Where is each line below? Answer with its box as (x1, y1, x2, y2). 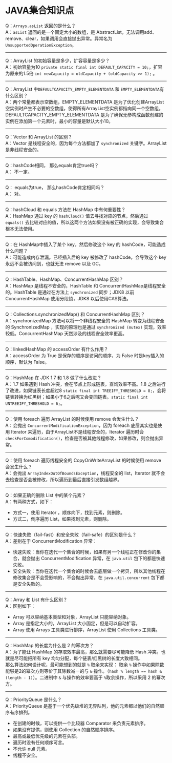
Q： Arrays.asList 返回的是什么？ (5, 23, 76, 29)
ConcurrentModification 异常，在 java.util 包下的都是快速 (40, 555, 165, 561)
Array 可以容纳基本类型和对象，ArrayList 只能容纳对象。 (12, 613, 132, 620)
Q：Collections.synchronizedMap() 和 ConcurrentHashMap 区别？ (5, 311, 145, 317)
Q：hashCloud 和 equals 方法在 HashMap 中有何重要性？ (5, 206, 126, 213)
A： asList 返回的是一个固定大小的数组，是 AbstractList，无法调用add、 (5, 29, 157, 35)
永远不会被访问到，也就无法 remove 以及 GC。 (5, 260, 103, 266)
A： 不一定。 (5, 169, 32, 175)
